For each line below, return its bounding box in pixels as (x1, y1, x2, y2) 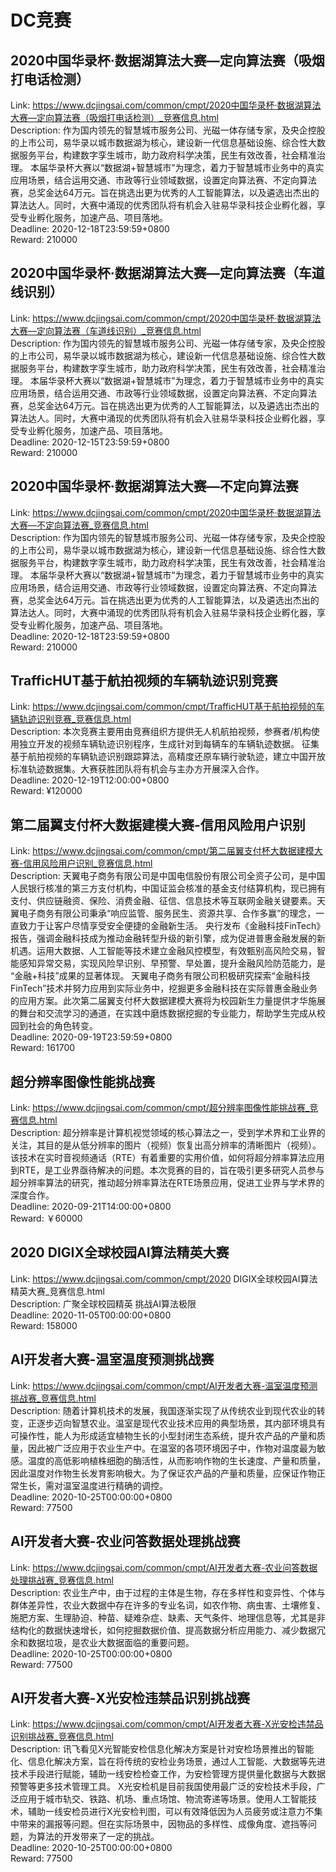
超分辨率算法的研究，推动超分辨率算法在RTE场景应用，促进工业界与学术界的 (10, 1177, 325, 1189)
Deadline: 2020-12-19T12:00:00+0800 (10, 774, 170, 786)
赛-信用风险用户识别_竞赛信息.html (10, 857, 153, 870)
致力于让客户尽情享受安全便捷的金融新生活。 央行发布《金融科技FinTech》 (18, 920, 326, 932)
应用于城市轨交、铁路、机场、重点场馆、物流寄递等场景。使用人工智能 (18, 1793, 308, 1805)
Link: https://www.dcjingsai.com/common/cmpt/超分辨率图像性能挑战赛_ (10, 1102, 310, 1114)
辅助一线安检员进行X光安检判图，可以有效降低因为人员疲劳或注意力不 (27, 1806, 315, 1818)
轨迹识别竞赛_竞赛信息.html (18, 713, 132, 725)
